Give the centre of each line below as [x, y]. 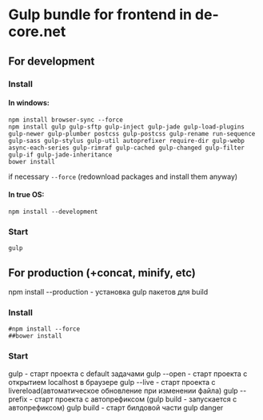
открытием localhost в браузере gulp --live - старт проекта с [112, 382]
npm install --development [53, 212]
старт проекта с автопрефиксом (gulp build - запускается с [136, 399]
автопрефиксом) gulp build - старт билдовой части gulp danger [116, 407]
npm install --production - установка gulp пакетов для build [108, 292]
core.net [37, 32]
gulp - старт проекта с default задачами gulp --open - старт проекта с [128, 374]
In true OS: [26, 195]
